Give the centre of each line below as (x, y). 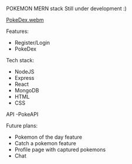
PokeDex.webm (25, 20)
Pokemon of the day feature (48, 137)
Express (24, 78)
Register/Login (32, 43)
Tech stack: (20, 60)
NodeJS (24, 72)
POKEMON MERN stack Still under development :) (67, 9)
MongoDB (27, 90)
